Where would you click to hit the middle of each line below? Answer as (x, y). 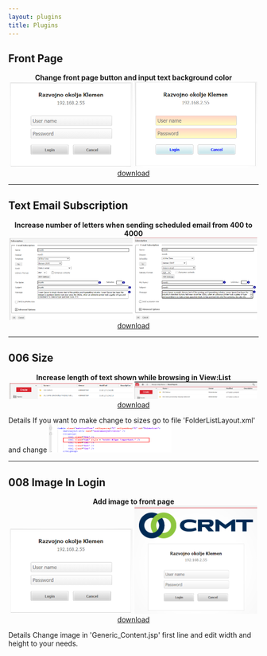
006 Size (31, 358)
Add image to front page (133, 501)
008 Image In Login (57, 482)
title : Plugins (33, 25)
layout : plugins (35, 17)
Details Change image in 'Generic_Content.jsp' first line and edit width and (130, 634)
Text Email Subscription (68, 206)
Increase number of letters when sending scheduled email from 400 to (133, 225)
